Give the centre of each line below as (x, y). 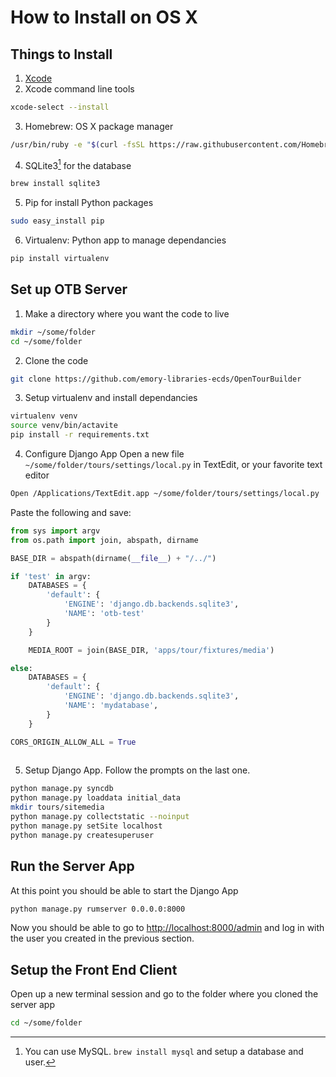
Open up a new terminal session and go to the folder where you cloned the (164, 994)
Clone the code (56, 360)
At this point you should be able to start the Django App (124, 890)
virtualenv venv (44, 416)
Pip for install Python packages (89, 203)
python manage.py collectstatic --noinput (100, 817)
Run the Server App (72, 866)
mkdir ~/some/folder (53, 332)
